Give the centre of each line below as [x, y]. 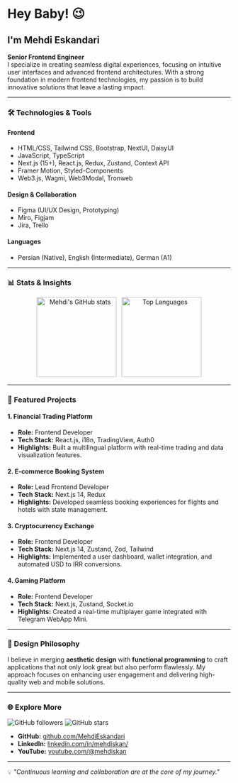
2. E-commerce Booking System [56, 471]
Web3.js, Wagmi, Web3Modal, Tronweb [75, 178]
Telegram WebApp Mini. [53, 619]
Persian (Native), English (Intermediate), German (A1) [95, 257]
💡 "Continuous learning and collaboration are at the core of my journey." [113, 772]
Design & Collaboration [42, 195]
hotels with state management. [63, 510]
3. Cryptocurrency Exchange [51, 526]
